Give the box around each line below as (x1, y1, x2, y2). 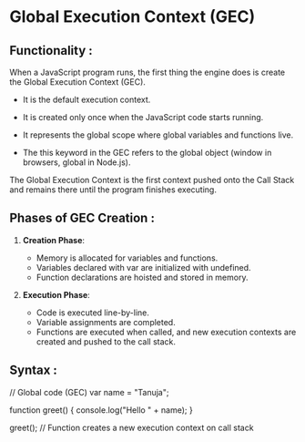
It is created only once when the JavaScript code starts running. (22, 112, 264, 122)
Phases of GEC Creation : (9, 211, 155, 226)
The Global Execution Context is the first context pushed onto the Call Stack (9, 175, 295, 185)
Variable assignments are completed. (36, 316, 176, 327)
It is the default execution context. (22, 94, 151, 105)
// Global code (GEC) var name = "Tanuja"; (9, 386, 169, 397)
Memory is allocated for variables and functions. (36, 252, 219, 263)
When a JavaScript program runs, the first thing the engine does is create (9, 67, 285, 77)
